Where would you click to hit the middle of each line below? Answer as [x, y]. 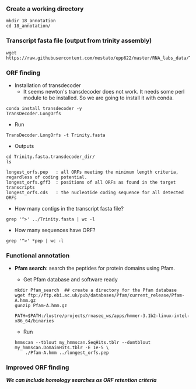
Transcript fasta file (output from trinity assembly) [79, 41]
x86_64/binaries [34, 321]
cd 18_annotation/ [28, 26]
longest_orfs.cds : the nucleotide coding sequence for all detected [95, 192]
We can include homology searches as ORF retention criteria [81, 380]
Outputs [24, 146]
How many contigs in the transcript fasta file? [69, 208]
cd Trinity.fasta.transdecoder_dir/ [50, 157]
